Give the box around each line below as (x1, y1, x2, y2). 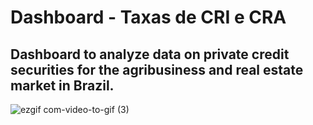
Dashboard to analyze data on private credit (10, 46, 290, 63)
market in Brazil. (10, 77, 115, 94)
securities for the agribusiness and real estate (10, 61, 304, 78)
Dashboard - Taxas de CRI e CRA (10, 6, 287, 29)
